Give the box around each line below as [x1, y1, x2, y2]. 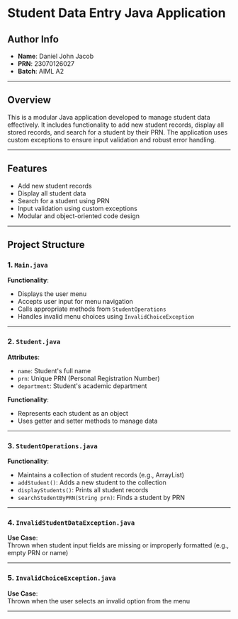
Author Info [7, 33, 59, 45]
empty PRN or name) [7, 549, 69, 557]
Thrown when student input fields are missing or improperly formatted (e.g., [7, 541, 229, 550]
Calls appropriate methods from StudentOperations [17, 305, 166, 313]
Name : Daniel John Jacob [17, 52, 94, 60]
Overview [7, 94, 52, 106]
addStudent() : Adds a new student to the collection [17, 478, 166, 487]
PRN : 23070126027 [17, 59, 75, 68]
